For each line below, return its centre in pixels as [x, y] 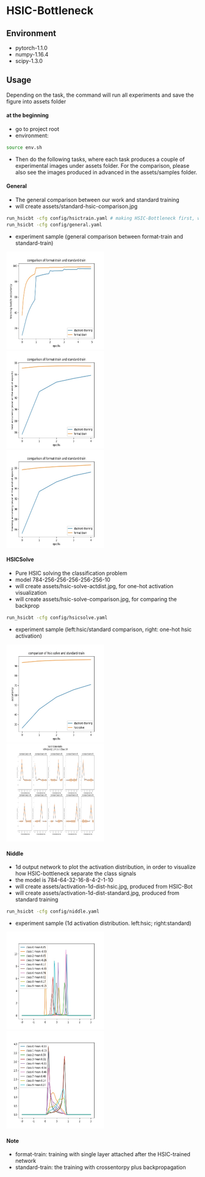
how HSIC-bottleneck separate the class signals [76, 873]
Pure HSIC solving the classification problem [71, 574]
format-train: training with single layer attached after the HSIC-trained [103, 1154]
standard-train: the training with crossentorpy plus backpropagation [100, 1167]
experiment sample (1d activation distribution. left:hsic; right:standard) [103, 923]
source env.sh [24, 148]
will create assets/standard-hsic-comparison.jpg [76, 206]
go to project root [37, 129]
